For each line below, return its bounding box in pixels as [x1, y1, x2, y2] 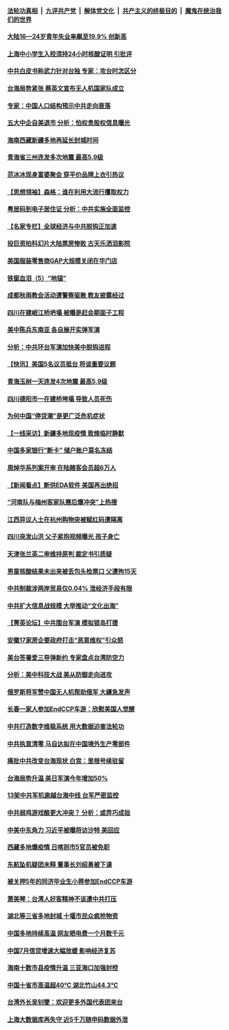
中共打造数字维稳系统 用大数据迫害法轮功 [7, 722, 125, 730]
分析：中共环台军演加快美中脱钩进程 [7, 342, 111, 351]
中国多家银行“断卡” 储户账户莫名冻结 [7, 446, 113, 454]
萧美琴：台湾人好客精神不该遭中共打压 [7, 894, 117, 902]
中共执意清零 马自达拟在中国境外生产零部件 [7, 739, 130, 748]
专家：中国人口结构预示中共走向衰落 [7, 101, 111, 109]
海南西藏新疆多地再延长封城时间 [7, 136, 99, 144]
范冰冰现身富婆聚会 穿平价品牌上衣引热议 [7, 170, 125, 178]
